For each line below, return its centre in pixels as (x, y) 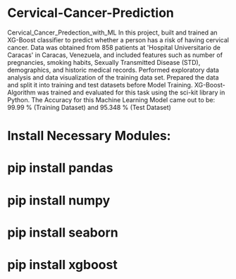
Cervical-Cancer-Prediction (91, 13)
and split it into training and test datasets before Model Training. (100, 85)
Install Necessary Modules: (89, 136)
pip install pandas (60, 168)
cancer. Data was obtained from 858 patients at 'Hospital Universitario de (114, 47)
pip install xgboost (62, 265)
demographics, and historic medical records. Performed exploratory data (113, 70)
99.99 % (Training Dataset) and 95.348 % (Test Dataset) (89, 107)
